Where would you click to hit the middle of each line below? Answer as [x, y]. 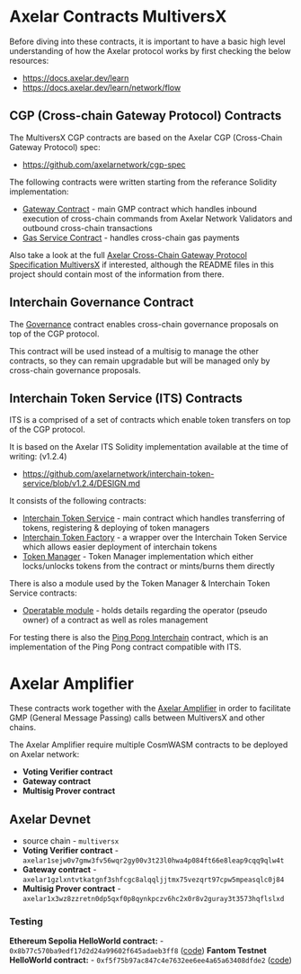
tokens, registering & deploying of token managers [116, 528]
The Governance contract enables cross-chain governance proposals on [144, 324]
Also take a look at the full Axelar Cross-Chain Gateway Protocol [128, 255]
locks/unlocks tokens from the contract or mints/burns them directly [149, 566]
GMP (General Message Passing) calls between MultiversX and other [137, 718]
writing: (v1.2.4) [38, 457]
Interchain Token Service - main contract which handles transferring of [154, 518]
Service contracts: [44, 593]
